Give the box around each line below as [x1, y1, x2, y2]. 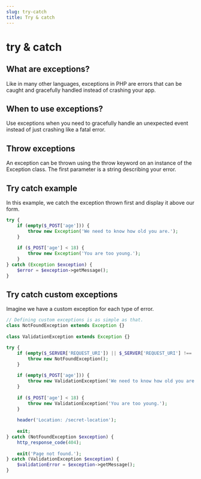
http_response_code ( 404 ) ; [17, 439, 82, 445]
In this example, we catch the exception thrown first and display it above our [6, 199, 195, 206]
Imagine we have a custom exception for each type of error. [6, 306, 154, 313]
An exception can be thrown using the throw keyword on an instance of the [6, 160, 192, 167]
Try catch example [6, 183, 77, 193]
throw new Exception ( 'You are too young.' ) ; [28, 250, 141, 257]
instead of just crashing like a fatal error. [6, 126, 106, 133]
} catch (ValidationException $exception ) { [6, 456, 119, 462]
